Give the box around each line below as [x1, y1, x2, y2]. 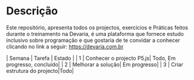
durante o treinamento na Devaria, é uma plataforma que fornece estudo [6, 30, 184, 37]
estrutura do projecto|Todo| [6, 67, 74, 74]
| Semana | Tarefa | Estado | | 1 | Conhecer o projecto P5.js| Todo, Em [6, 54, 176, 61]
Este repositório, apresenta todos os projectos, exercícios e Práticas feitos [6, 24, 189, 31]
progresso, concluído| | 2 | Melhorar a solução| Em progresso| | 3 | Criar [6, 61, 183, 68]
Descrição [6, 4, 58, 18]
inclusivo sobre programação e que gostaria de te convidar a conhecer [6, 36, 180, 44]
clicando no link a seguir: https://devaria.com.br [6, 43, 124, 50]
